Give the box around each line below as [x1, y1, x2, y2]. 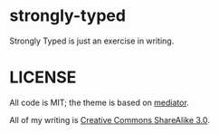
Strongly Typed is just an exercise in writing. [9, 35, 175, 46]
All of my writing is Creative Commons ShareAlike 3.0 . [9, 114, 211, 125]
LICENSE [9, 67, 77, 88]
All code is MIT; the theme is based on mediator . [9, 97, 190, 108]
